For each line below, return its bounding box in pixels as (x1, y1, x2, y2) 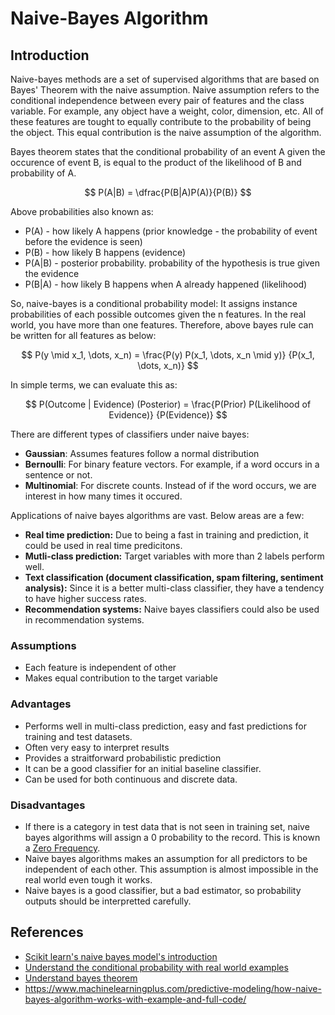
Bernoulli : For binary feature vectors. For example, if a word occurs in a (24, 458, 320, 470)
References (10, 924, 84, 941)
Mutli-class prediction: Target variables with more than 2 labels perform (24, 550, 325, 562)
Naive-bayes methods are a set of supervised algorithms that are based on (10, 73, 320, 85)
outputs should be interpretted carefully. (24, 895, 192, 907)
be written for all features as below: (10, 330, 157, 341)
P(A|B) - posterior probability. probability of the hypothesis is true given (24, 257, 320, 269)
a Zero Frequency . (24, 842, 101, 854)
